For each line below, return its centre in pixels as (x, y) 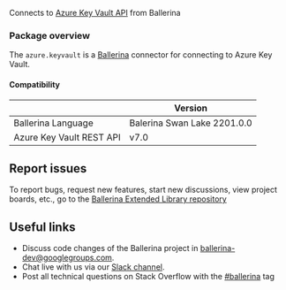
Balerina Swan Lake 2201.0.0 (191, 123)
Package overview (50, 35)
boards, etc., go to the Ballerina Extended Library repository (118, 199)
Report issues (48, 168)
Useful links (43, 227)
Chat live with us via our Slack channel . (93, 267)
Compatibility (34, 84)
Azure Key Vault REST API (67, 137)
